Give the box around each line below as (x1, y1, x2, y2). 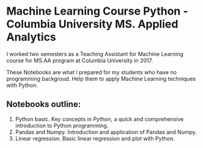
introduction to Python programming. (15, 122, 109, 129)
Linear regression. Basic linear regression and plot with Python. (15, 135, 175, 142)
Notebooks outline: (6, 99, 81, 110)
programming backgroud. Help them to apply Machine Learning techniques (6, 75, 196, 82)
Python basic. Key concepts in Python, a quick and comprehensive (15, 115, 184, 122)
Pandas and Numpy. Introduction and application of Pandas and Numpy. (15, 128, 197, 135)
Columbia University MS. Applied (6, 17, 179, 31)
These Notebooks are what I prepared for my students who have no (6, 68, 177, 76)
